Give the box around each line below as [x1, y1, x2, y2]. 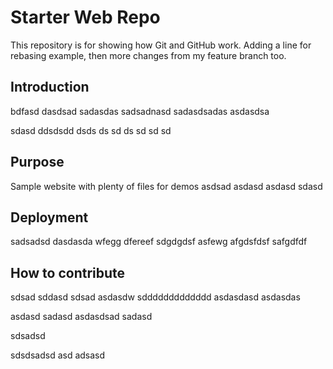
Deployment [10, 209, 89, 226]
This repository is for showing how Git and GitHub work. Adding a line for [10, 39, 312, 51]
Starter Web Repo [10, 6, 161, 29]
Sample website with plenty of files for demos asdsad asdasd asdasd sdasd [10, 180, 323, 192]
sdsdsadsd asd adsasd [10, 349, 106, 361]
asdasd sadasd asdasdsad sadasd [10, 311, 153, 323]
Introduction [10, 79, 90, 96]
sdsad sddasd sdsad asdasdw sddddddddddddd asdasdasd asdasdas [10, 291, 301, 303]
